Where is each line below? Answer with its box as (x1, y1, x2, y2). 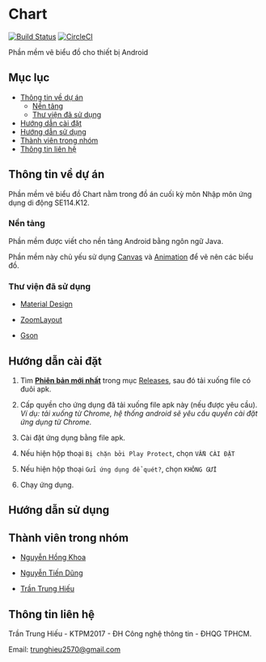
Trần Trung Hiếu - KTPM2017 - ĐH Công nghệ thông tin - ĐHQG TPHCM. (8, 629, 252, 639)
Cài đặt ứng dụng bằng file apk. (19, 433, 125, 442)
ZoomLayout (19, 315, 63, 325)
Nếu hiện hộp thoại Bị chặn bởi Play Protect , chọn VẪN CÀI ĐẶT (19, 448, 235, 458)
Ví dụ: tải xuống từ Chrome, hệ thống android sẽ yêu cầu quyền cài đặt (19, 408, 258, 418)
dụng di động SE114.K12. (8, 198, 91, 207)
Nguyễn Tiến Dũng (19, 568, 83, 578)
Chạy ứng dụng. (19, 480, 74, 489)
